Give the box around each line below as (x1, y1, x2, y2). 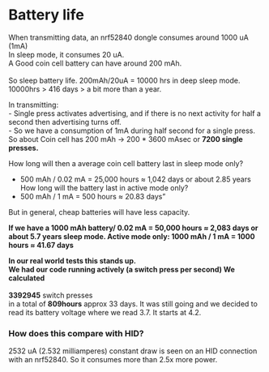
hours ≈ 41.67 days (8, 240, 75, 250)
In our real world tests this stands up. (8, 255, 136, 265)
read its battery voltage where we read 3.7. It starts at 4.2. (8, 307, 202, 317)
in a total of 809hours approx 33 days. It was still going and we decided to (8, 298, 258, 309)
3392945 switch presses (8, 290, 93, 300)
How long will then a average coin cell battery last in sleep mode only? (8, 158, 244, 168)
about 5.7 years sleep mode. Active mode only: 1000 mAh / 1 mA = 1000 (8, 231, 255, 241)
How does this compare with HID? (8, 327, 144, 339)
